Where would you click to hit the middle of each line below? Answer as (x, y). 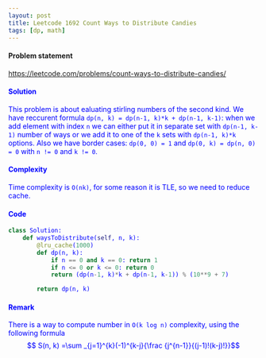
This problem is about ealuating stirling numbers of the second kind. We (126, 109)
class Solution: (35, 231)
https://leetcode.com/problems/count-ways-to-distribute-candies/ (117, 73)
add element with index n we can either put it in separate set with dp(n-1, (128, 126)
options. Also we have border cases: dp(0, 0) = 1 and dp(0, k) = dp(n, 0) (132, 143)
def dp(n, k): (60, 252)
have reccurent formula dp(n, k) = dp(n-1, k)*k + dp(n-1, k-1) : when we (132, 117)
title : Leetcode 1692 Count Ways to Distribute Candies (102, 23)
